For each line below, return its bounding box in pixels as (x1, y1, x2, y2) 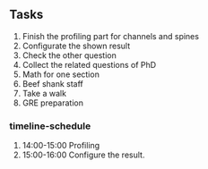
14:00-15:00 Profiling (22, 140, 100, 151)
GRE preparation (22, 97, 83, 108)
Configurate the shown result (22, 40, 131, 51)
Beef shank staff (22, 78, 83, 89)
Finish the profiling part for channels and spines (22, 30, 200, 41)
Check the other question (22, 49, 117, 61)
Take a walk (22, 88, 67, 98)
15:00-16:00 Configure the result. (22, 149, 145, 160)
